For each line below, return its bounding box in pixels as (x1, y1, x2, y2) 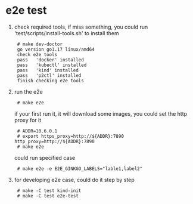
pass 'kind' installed (17, 67, 79, 73)
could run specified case (14, 154, 76, 161)
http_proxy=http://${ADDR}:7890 (14, 138, 95, 144)
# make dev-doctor (17, 41, 63, 47)
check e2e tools (17, 51, 58, 57)
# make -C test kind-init (17, 187, 82, 194)
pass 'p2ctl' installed (17, 72, 82, 78)
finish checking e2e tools (17, 78, 84, 84)
